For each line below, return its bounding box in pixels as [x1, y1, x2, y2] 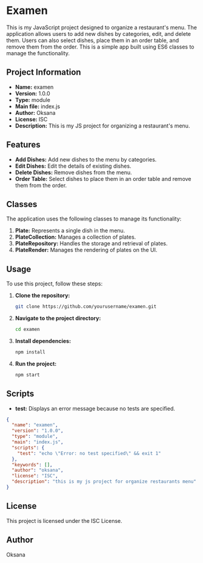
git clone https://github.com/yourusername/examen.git [15, 304, 157, 310]
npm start [15, 372, 41, 378]
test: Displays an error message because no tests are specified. [15, 404, 176, 412]
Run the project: [15, 360, 57, 367]
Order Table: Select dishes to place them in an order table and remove [15, 175, 192, 182]
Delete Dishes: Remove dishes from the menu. [15, 168, 132, 176]
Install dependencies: [15, 337, 72, 344]
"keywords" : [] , [12, 462, 53, 468]
